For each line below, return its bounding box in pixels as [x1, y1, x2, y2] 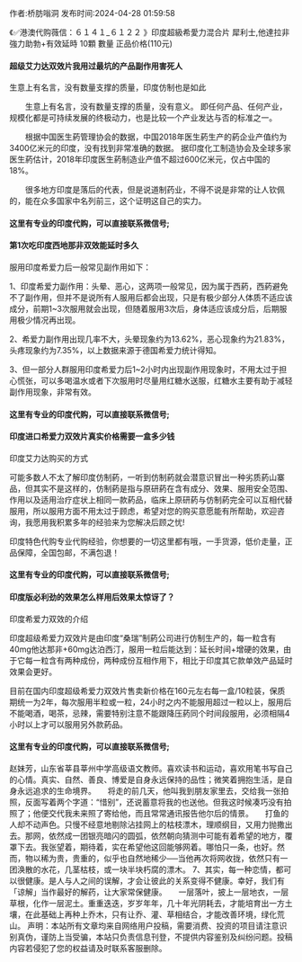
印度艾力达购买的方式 [9, 452, 88, 463]
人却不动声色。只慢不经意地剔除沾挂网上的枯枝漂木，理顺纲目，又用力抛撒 [9, 819, 285, 830]
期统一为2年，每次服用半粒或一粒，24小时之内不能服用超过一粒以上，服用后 [9, 696, 292, 708]
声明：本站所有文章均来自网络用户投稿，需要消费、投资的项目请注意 [26, 920, 280, 931]
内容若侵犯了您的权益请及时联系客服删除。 [9, 942, 167, 953]
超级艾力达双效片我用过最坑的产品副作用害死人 [9, 60, 182, 71]
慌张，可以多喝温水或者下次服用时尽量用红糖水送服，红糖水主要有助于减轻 [16, 376, 293, 386]
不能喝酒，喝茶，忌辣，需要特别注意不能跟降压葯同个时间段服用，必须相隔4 [9, 708, 290, 718]
